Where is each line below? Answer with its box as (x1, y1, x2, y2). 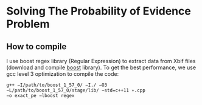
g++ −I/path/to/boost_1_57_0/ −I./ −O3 (6, 82, 108, 88)
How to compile (6, 41, 67, 52)
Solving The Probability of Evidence (6, 4, 192, 18)
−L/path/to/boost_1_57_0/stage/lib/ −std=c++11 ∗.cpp (6, 87, 146, 93)
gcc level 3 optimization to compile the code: (6, 70, 119, 77)
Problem (6, 17, 50, 31)
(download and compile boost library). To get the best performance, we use (6, 64, 197, 71)
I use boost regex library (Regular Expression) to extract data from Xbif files (6, 58, 196, 64)
